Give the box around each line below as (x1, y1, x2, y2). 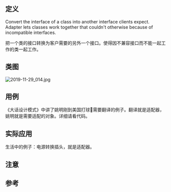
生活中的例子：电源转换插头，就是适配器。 (5, 144, 95, 150)
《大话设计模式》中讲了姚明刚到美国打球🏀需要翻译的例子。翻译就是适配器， (5, 107, 164, 113)
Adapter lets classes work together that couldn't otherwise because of (5, 24, 153, 30)
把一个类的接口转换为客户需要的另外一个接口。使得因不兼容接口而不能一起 (5, 40, 161, 46)
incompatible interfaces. (5, 29, 56, 36)
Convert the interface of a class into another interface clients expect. (5, 18, 150, 24)
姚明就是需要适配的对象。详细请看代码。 (5, 113, 90, 119)
